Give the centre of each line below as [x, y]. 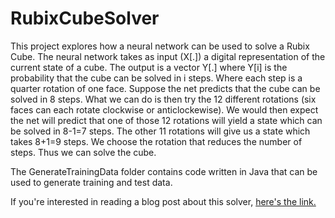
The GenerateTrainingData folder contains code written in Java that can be [164, 171]
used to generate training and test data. [91, 182]
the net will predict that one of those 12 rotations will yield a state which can [166, 120]
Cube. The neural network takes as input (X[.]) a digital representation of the [168, 56]
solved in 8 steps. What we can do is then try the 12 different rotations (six [163, 99]
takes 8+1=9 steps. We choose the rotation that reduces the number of [156, 141]
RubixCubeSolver [85, 18]
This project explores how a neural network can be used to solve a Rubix [160, 46]
